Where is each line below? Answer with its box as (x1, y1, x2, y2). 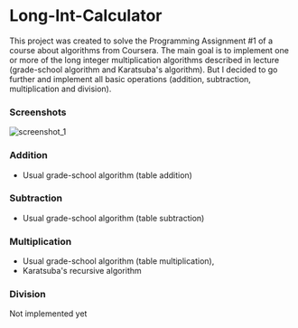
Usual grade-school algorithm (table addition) (22, 169, 192, 181)
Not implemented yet (9, 308, 88, 319)
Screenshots (9, 106, 67, 118)
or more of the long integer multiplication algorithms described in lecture (9, 54, 280, 65)
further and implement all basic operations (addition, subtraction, (9, 73, 251, 84)
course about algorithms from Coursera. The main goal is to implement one (9, 44, 289, 55)
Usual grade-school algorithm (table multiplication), (22, 256, 215, 267)
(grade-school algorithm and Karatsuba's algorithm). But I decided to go (9, 64, 278, 75)
